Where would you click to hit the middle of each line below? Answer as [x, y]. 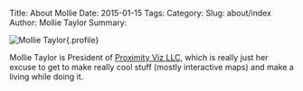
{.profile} [82, 40]
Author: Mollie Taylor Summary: [68, 23]
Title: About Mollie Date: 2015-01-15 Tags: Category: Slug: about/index [141, 13]
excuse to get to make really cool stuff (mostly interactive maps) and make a [151, 67]
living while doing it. [47, 77]
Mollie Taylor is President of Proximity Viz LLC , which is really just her [139, 57]
